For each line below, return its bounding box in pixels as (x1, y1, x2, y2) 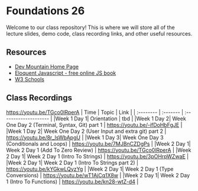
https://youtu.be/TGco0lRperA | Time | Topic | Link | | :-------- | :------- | (6, 109, 184, 116)
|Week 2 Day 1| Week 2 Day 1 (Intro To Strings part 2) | (6, 159, 139, 166)
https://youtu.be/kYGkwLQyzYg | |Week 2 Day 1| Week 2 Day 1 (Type (6, 165, 174, 173)
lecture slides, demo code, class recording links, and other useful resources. (6, 30, 193, 37)
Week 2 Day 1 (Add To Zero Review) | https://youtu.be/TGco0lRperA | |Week (6, 147, 191, 154)
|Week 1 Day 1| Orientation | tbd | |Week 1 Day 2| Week (53, 114, 186, 122)
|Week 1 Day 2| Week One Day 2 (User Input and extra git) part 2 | (6, 128, 167, 135)
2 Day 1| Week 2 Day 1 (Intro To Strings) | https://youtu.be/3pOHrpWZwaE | (6, 152, 189, 160)
